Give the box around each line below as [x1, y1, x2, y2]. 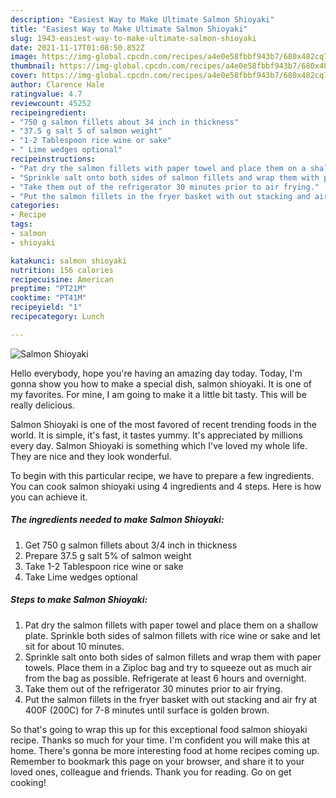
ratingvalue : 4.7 [10, 89, 83, 99]
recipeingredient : [10, 107, 87, 118]
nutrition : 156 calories [10, 265, 114, 275]
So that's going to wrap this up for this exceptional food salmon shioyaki [10, 723, 308, 735]
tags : [10, 219, 33, 230]
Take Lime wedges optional [24, 571, 138, 583]
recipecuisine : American [10, 274, 114, 285]
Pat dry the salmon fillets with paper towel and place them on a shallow [24, 619, 319, 631]
